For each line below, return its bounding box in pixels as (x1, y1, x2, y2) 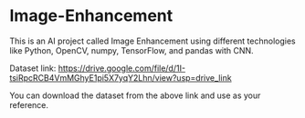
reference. (9, 99, 48, 110)
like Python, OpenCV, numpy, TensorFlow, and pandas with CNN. (9, 44, 254, 55)
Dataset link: (9, 63, 57, 74)
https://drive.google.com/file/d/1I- (58, 63, 185, 74)
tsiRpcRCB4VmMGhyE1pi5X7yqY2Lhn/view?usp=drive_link (9, 72, 232, 83)
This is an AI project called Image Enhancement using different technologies (9, 35, 296, 46)
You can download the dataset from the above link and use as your (9, 90, 261, 101)
